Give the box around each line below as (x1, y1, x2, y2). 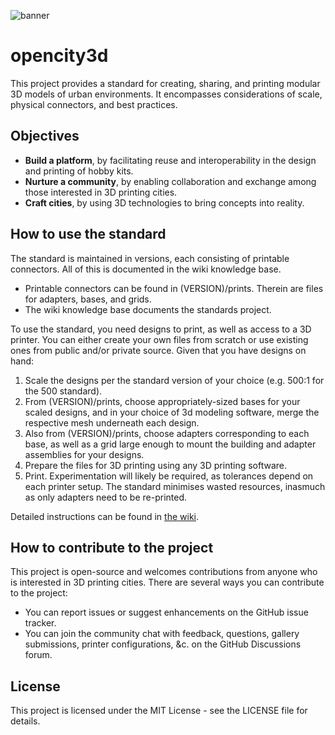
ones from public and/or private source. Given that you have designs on (10, 344, 307, 356)
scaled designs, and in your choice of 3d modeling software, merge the (24, 406, 320, 418)
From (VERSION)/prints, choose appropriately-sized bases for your (24, 395, 301, 407)
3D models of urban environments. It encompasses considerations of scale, (10, 88, 323, 100)
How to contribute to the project (10, 539, 214, 556)
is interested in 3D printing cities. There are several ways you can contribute (10, 576, 325, 589)
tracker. (24, 617, 57, 629)
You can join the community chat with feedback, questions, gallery (24, 628, 300, 640)
